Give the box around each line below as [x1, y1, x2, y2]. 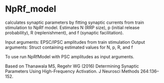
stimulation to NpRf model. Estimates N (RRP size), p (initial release [5, 24, 140, 30]
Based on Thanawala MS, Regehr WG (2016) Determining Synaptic [5, 63, 139, 69]
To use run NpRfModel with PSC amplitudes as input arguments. [5, 53, 134, 59]
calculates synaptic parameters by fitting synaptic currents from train [5, 19, 144, 25]
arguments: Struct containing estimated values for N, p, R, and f [5, 44, 133, 50]
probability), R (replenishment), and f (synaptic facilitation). [5, 30, 124, 35]
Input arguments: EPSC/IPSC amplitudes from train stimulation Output [5, 39, 145, 45]
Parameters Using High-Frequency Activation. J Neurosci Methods [5, 68, 140, 74]
